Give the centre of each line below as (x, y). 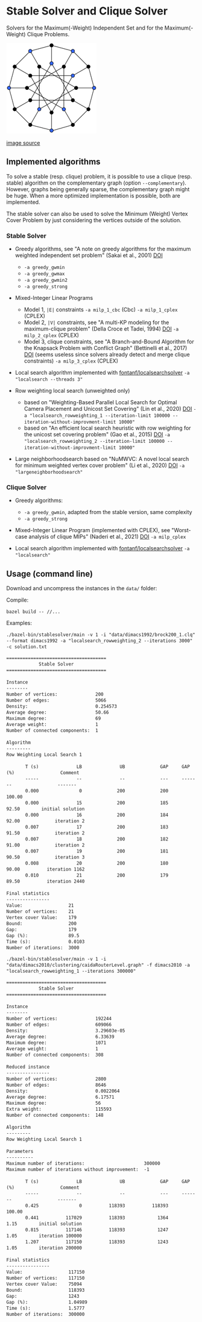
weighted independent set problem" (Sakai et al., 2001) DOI (89, 255)
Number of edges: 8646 (56, 1085)
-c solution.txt (27, 647)
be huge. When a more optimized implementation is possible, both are (93, 195)
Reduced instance (28, 1067)
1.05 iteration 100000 (44, 1236)
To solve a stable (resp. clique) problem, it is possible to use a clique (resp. (99, 176)
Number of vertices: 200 (55, 694)
